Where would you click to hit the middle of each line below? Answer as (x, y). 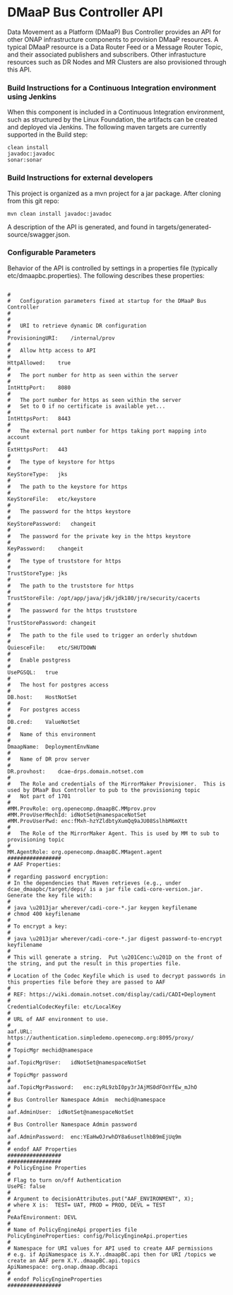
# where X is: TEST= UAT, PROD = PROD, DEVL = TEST (86, 1205)
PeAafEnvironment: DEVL (42, 1217)
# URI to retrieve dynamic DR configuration (77, 326)
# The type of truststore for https (64, 561)
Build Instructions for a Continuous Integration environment (112, 88)
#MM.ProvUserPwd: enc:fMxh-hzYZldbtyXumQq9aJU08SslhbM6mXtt (98, 821)
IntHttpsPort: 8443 (39, 418)
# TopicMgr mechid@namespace (50, 1050)
